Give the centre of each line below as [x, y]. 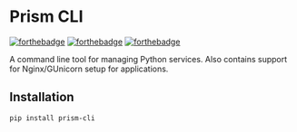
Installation [42, 97]
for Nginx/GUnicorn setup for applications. [89, 69]
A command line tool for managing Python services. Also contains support [148, 59]
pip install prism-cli [52, 118]
